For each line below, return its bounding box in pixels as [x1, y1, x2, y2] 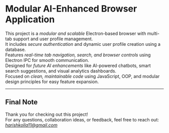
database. [5, 46, 26, 52]
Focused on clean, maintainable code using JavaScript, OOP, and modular [5, 73, 160, 79]
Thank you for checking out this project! [5, 111, 88, 117]
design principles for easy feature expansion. [5, 79, 99, 85]
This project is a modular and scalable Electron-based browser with [5, 30, 146, 36]
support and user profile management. [13, 36, 93, 42]
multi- [147, 30, 160, 36]
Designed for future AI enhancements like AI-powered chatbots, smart [5, 62, 151, 69]
